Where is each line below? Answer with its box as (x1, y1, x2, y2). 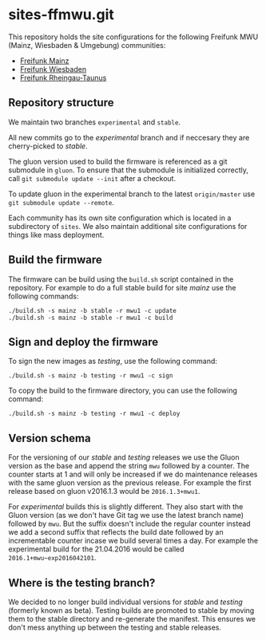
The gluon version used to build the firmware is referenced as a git (8, 156, 228, 166)
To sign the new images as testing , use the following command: (8, 357, 218, 366)
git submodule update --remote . (8, 197, 114, 207)
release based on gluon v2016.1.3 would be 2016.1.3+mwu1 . (8, 487, 200, 496)
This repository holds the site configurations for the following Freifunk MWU (8, 32, 259, 41)
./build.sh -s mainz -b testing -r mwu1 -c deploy (8, 409, 181, 418)
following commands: (8, 291, 79, 301)
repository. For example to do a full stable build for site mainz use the (8, 282, 236, 292)
